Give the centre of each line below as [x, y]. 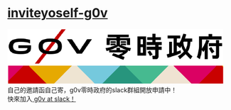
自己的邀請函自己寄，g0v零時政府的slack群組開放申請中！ [92, 89]
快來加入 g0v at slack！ [42, 99]
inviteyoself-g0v [58, 13]
